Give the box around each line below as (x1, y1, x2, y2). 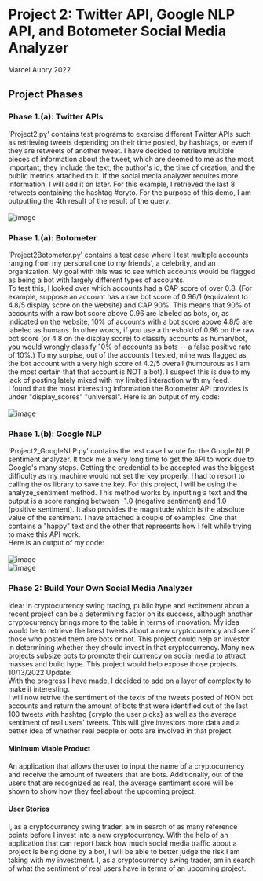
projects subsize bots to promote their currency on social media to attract (8, 651, 246, 660)
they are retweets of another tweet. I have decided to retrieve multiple (8, 145, 234, 155)
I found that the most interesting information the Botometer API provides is (8, 384, 249, 393)
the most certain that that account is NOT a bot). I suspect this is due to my (8, 367, 251, 376)
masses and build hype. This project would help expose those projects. (8, 659, 239, 669)
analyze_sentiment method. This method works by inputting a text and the (8, 488, 248, 497)
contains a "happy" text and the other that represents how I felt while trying (8, 521, 252, 531)
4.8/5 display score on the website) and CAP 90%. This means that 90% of (8, 300, 251, 310)
